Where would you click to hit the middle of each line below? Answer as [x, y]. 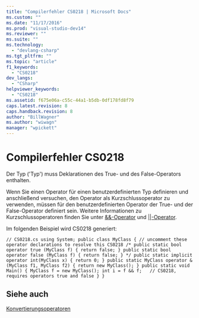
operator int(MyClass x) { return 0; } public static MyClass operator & [99, 260]
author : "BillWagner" [33, 117]
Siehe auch [27, 294]
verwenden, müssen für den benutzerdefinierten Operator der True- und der [100, 204]
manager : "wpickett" [32, 128]
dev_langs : [20, 78]
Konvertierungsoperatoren [39, 308]
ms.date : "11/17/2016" [34, 23]
